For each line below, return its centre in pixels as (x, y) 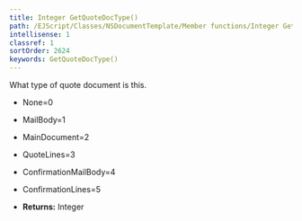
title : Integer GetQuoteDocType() (74, 18)
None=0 (38, 102)
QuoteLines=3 (49, 155)
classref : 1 (31, 43)
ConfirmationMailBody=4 (69, 172)
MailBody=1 (44, 119)
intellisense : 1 (40, 34)
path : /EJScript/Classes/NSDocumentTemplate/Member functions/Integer (144, 26)
